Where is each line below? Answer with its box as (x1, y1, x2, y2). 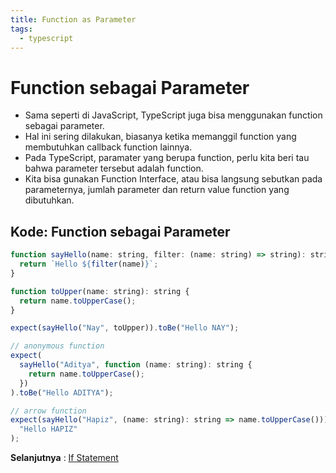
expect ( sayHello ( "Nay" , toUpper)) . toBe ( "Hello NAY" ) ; (10, 323, 240, 333)
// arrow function (10, 406, 87, 416)
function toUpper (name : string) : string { (10, 286, 190, 296)
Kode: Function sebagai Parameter (10, 223, 231, 240)
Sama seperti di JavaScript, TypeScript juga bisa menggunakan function (24, 109, 323, 121)
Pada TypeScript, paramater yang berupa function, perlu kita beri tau (24, 152, 310, 164)
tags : (10, 24, 33, 34)
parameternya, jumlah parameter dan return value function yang (24, 184, 290, 196)
